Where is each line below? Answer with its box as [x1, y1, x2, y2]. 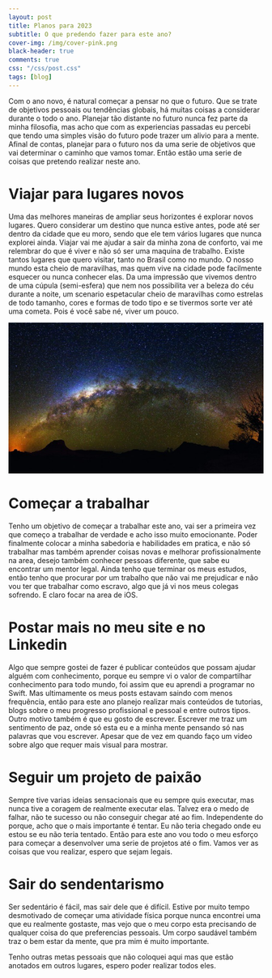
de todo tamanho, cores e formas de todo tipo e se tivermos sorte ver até [8, 297, 253, 307]
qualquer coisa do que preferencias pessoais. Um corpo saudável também [8, 928, 257, 937]
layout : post [8, 13, 53, 21]
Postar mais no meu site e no [8, 618, 206, 637]
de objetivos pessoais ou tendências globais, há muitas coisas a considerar [8, 105, 261, 114]
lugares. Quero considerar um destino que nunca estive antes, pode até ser [8, 220, 261, 230]
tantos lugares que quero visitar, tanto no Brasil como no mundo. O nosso [8, 254, 254, 264]
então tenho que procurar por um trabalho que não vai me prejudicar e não [8, 573, 259, 583]
